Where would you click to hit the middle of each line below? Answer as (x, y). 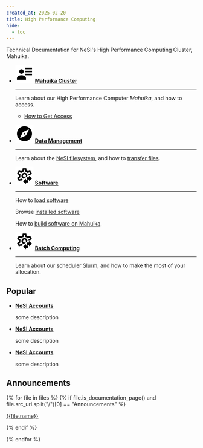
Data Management (59, 141)
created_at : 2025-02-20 (36, 13)
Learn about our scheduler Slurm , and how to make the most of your (100, 265)
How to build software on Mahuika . (59, 224)
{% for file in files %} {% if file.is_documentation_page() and (81, 398)
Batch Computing (57, 248)
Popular (21, 291)
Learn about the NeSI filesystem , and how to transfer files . (88, 158)
